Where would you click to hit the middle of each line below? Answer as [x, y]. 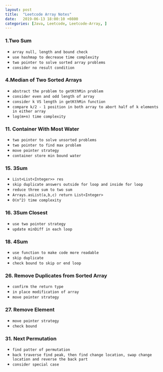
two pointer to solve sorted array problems [59, 62]
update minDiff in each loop [42, 229]
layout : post [19, 10]
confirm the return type [38, 287]
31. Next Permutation [31, 338]
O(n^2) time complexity [37, 201]
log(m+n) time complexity [39, 117]
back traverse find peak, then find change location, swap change [82, 355]
